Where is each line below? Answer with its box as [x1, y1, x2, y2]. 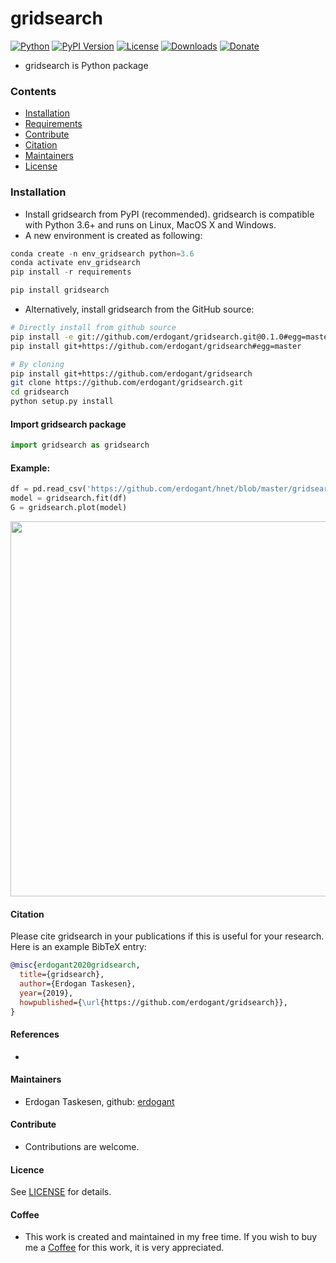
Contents [10, 84, 57, 98]
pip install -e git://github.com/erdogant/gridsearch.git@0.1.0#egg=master [10, 332, 333, 342]
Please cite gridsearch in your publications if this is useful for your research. [10, 930, 325, 942]
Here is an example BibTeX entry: [10, 941, 147, 953]
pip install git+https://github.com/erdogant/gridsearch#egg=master [10, 341, 302, 351]
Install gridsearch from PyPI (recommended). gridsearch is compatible [24, 208, 315, 220]
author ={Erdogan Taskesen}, [19, 978, 137, 989]
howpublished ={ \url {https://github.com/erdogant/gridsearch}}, [19, 997, 288, 1007]
